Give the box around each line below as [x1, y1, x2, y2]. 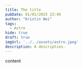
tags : [5, 21, 16, 26]
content [5, 58, 21, 64]
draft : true [5, 35, 30, 40]
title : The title [5, 7, 41, 12]
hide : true [5, 30, 28, 35]
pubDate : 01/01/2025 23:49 [5, 12, 61, 17]
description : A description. [5, 44, 66, 49]
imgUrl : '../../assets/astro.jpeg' [5, 40, 79, 45]
